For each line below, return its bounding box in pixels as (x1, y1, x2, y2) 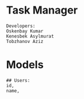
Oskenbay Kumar (6, 28, 44, 34)
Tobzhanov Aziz (6, 38, 44, 44)
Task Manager (6, 4, 78, 17)
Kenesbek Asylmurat (6, 33, 54, 39)
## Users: (6, 77, 31, 83)
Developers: (6, 23, 35, 29)
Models (6, 58, 44, 71)
